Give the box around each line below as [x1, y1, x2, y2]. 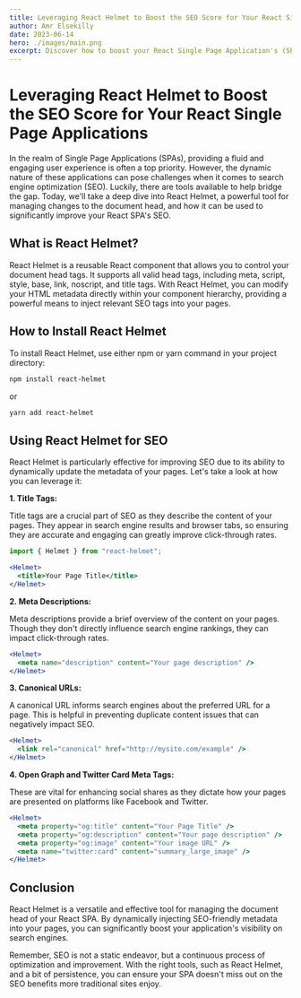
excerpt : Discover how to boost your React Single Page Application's [9, 47, 279, 56]
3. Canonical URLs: [9, 682, 82, 693]
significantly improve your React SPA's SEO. [9, 210, 172, 221]
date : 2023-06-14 [9, 30, 74, 39]
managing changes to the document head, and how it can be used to [9, 201, 264, 212]
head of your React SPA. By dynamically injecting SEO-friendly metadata [9, 914, 278, 924]
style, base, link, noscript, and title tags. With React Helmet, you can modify [9, 279, 289, 290]
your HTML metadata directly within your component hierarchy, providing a [9, 288, 287, 299]
